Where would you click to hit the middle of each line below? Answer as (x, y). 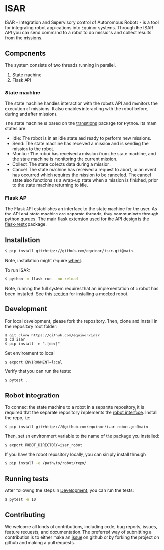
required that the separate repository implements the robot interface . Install (81, 412)
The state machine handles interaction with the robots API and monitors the (82, 103)
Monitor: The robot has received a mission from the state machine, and (84, 154)
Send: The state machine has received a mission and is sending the (80, 144)
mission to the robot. (33, 149)
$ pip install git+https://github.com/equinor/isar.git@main (69, 251)
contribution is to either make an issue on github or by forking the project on (82, 537)
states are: (16, 129)
